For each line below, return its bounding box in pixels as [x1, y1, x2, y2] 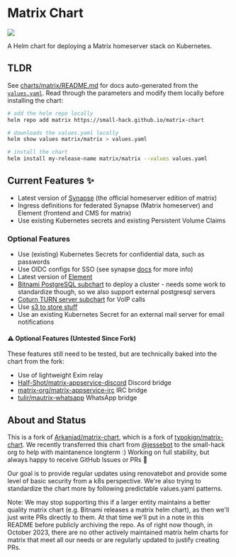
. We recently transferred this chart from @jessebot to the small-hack [22, 441, 225, 449]
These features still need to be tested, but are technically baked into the [7, 349, 218, 359]
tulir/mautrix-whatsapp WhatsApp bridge [17, 393, 137, 402]
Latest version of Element [17, 273, 93, 281]
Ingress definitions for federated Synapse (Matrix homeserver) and [17, 201, 214, 210]
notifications [17, 317, 55, 327]
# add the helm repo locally [7, 110, 94, 117]
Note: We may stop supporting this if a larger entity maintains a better [7, 498, 211, 507]
